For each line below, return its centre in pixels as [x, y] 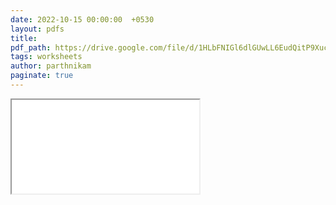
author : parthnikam [51, 66]
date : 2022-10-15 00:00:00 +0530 [82, 19]
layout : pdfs [37, 29]
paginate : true [42, 76]
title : [24, 38]
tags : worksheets [46, 57]
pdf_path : [31, 47]
